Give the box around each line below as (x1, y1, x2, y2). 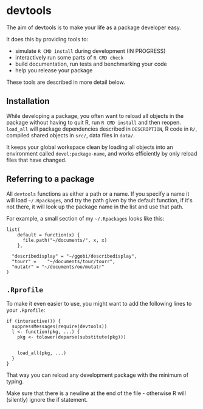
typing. (6, 378, 24, 385)
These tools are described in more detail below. (6, 78, 126, 86)
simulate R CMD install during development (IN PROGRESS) (15, 47, 166, 55)
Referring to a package (6, 174, 95, 184)
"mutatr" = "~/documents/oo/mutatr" (12, 264, 105, 270)
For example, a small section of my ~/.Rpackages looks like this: (6, 215, 165, 222)
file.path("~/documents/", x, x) (22, 237, 108, 243)
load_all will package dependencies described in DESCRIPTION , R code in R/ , (6, 125, 198, 132)
